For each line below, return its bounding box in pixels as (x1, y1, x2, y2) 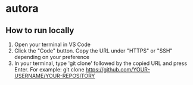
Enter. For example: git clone (14, 66, 85, 73)
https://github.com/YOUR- (85, 66, 150, 73)
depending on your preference (14, 54, 90, 60)
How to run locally (5, 25, 74, 35)
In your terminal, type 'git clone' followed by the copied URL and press (14, 60, 188, 67)
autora (5, 2, 39, 15)
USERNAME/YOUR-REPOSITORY (14, 73, 95, 79)
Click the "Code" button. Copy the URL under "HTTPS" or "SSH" (14, 47, 173, 54)
